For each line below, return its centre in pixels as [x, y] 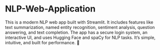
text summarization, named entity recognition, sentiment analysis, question [80, 27]
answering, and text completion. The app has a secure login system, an [76, 32]
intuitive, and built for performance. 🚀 [42, 42]
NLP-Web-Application [50, 9]
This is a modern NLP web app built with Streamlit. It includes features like [79, 22]
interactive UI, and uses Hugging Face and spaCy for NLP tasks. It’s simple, [80, 37]
